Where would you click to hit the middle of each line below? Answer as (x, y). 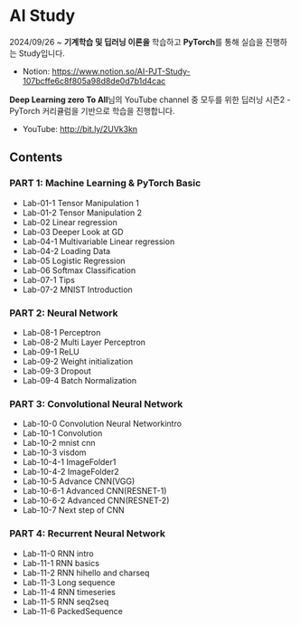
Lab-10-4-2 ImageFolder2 (70, 472)
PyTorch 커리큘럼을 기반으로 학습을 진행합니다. (92, 110)
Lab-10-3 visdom (54, 452)
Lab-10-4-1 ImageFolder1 (69, 462)
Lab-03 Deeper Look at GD (73, 232)
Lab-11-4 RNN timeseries (69, 592)
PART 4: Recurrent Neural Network (87, 534)
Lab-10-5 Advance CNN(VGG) (79, 481)
